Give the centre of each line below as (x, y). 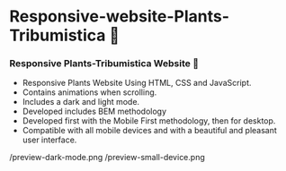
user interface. (49, 140)
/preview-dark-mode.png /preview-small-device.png (107, 158)
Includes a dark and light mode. (81, 102)
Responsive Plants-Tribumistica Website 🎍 (104, 64)
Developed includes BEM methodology (94, 111)
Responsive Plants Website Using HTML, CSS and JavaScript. (137, 83)
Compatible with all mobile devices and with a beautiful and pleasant (149, 131)
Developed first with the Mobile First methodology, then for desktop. (149, 121)
